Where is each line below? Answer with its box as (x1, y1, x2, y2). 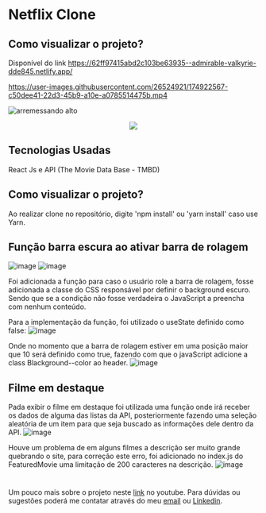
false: (8, 326, 26, 335)
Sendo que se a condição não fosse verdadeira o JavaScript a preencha (8, 294, 245, 303)
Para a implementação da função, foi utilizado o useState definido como (8, 318, 245, 327)
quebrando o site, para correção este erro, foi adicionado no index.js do (8, 451, 244, 461)
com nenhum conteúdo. (8, 302, 87, 311)
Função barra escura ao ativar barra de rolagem (8, 241, 249, 254)
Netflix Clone (8, 6, 97, 24)
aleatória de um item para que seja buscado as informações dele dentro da (8, 419, 254, 429)
